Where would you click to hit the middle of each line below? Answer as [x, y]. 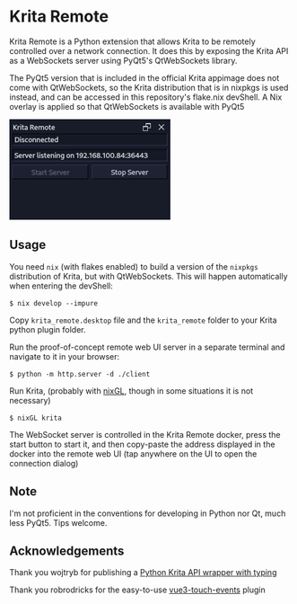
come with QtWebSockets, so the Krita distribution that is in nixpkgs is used [149, 87]
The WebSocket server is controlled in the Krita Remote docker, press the [145, 434]
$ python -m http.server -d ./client [80, 374]
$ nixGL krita [36, 418]
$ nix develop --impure [54, 303]
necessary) [30, 400]
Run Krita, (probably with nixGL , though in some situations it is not [131, 391]
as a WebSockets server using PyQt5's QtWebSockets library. [123, 60]
